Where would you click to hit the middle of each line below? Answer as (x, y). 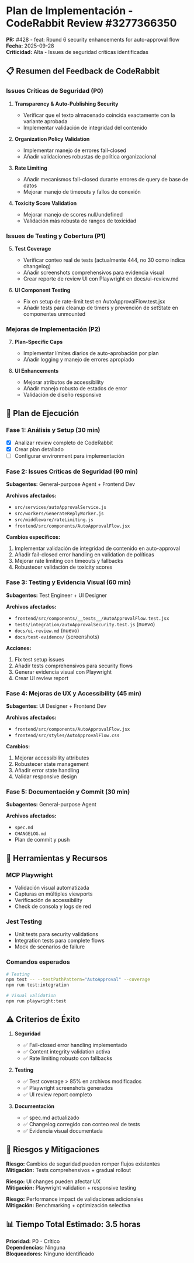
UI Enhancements (37, 371)
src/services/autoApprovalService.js (60, 508)
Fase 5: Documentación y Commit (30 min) (68, 792)
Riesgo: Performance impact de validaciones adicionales (75, 1199)
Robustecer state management (51, 764)
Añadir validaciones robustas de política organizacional (90, 156)
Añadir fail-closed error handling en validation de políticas (84, 555)
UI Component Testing (42, 290)
